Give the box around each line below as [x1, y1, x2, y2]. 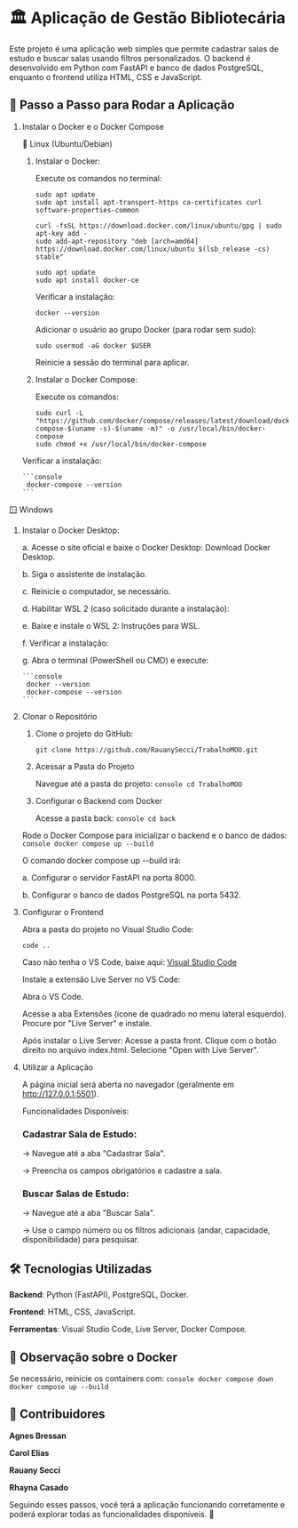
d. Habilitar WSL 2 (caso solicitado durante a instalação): [21, 603, 230, 614]
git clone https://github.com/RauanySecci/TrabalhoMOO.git [35, 745, 259, 754]
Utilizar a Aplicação [21, 1061, 93, 1073]
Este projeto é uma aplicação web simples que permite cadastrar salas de [9, 43, 279, 54]
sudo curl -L [35, 408, 84, 417]
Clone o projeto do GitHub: [35, 728, 134, 739]
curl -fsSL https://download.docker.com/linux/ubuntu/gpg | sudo [35, 221, 282, 230]
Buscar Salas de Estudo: [21, 1187, 129, 1200]
